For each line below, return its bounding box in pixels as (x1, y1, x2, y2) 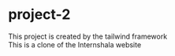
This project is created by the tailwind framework (8, 32, 168, 41)
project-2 (8, 6, 71, 24)
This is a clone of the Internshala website (8, 39, 142, 49)
